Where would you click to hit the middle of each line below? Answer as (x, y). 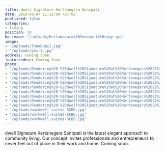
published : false (23, 19)
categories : (17, 23)
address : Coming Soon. (28, 55)
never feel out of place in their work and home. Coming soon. (67, 143)
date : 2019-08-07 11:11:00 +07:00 (41, 14)
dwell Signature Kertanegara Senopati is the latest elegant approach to (77, 133)
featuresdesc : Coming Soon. (34, 60)
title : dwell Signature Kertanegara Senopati (52, 10)
